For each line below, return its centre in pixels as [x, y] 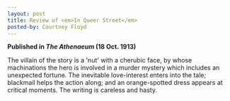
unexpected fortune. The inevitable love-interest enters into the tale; [107, 75]
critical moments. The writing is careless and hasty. [82, 90]
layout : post [27, 14]
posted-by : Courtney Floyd [47, 27]
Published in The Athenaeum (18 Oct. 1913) [72, 47]
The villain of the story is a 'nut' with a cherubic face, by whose [100, 60]
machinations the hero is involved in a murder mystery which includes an [114, 68]
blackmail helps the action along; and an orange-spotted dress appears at [115, 83]
